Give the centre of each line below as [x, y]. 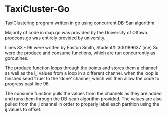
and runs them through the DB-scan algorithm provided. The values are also [84, 99]
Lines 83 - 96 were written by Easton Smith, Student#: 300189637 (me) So [82, 47]
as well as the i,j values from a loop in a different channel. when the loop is [82, 73]
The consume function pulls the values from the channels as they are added [83, 93]
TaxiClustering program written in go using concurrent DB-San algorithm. [80, 23]
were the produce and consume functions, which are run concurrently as [80, 53]
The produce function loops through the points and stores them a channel [81, 68]
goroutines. [17, 58]
